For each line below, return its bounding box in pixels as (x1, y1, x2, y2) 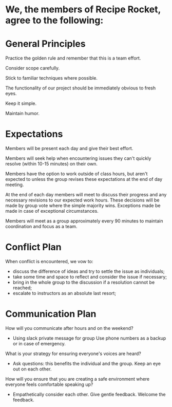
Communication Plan (5, 308, 97, 320)
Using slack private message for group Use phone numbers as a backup (12, 335, 166, 341)
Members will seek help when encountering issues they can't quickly (5, 155, 151, 161)
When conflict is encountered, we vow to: (5, 258, 93, 264)
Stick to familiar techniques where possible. (5, 75, 98, 81)
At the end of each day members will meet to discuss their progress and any (5, 192, 167, 198)
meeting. (5, 181, 24, 188)
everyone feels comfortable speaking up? (5, 381, 93, 387)
